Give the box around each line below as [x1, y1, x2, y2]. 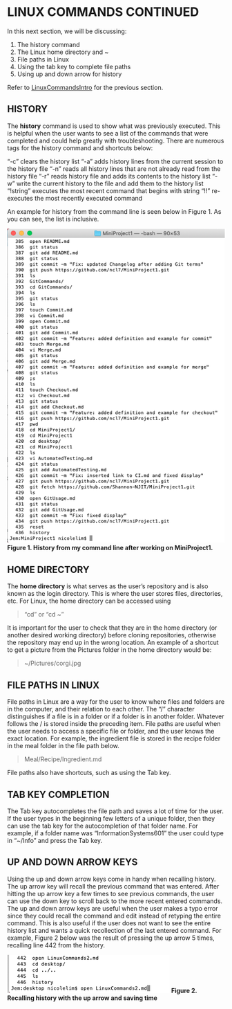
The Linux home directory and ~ [17, 48, 109, 56]
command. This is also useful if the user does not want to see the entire [7, 918, 211, 927]
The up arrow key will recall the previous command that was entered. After [7, 882, 220, 890]
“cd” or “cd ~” [23, 610, 64, 619]
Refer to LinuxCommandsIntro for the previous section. [7, 83, 164, 91]
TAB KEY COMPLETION [7, 788, 110, 800]
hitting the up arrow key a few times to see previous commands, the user [7, 889, 215, 898]
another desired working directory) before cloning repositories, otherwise [7, 631, 216, 639]
